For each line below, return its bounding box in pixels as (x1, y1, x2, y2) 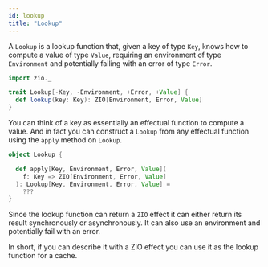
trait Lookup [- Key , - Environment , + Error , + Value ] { (8, 88, 189, 97)
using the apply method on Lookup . (8, 135, 123, 145)
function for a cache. (8, 251, 78, 261)
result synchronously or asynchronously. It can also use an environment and (8, 218, 261, 228)
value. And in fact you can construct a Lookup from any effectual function (8, 126, 250, 136)
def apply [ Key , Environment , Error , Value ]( (15, 165, 167, 173)
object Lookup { (8, 150, 63, 158)
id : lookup (8, 11, 45, 20)
